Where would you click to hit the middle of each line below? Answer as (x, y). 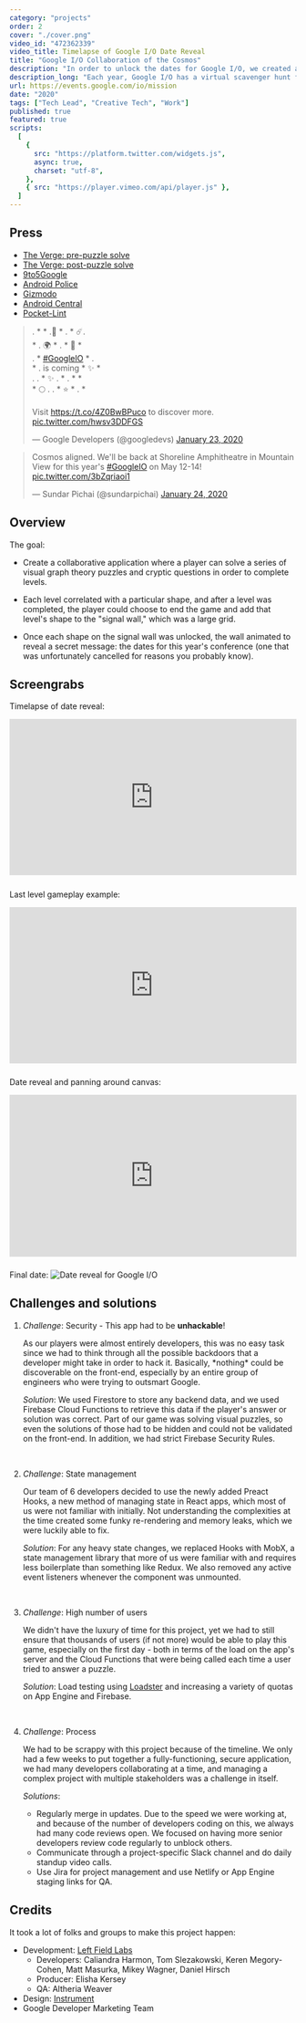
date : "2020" (34, 94)
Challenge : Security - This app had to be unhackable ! (124, 1325)
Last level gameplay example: (65, 894)
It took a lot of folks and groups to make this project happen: (123, 1932)
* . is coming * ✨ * (66, 368)
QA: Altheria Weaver (74, 1988)
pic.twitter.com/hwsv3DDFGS (87, 422)
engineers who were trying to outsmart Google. (111, 1382)
